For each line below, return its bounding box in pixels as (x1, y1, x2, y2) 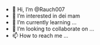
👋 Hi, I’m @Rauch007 (12, 6, 65, 13)
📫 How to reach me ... (12, 32, 68, 39)
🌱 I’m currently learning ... (12, 19, 77, 26)
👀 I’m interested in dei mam (12, 12, 81, 19)
